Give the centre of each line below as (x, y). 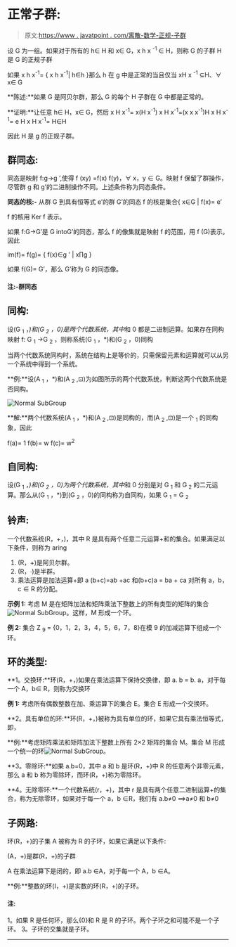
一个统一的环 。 (59, 751)
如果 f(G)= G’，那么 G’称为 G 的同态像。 (65, 269)
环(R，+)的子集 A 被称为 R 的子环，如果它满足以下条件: (87, 842)
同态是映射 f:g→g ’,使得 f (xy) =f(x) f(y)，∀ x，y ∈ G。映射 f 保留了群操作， (117, 178)
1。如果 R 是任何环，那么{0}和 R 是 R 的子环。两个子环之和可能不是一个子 (113, 920)
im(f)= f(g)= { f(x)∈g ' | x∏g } (50, 255)
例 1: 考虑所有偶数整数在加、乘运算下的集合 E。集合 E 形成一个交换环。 (110, 704)
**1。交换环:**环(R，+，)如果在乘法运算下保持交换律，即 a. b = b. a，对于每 (117, 680)
